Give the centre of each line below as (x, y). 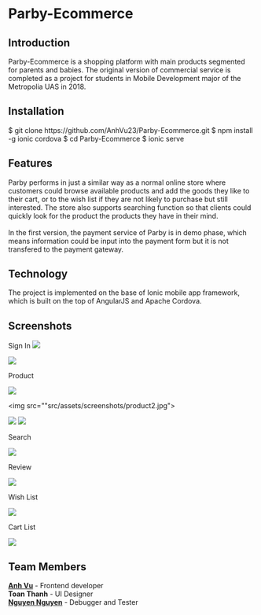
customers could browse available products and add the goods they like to (129, 190)
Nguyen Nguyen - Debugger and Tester (74, 602)
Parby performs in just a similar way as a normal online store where (117, 182)
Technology (38, 274)
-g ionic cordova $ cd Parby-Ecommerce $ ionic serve (96, 138)
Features (30, 163)
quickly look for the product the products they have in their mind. (113, 215)
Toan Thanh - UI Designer (51, 594)
